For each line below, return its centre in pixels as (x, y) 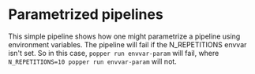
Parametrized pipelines (86, 15)
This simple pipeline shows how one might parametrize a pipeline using (124, 36)
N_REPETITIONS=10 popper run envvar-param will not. (93, 61)
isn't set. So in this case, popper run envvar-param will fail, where (114, 53)
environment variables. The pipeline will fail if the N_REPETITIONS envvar (127, 44)
